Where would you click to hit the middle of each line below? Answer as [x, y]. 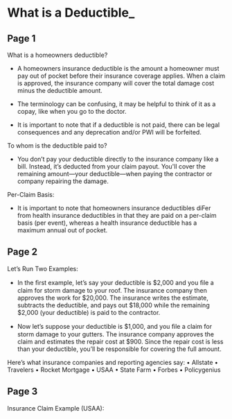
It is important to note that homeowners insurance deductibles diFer [114, 208]
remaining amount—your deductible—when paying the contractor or [115, 174]
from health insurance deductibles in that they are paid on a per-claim [117, 215]
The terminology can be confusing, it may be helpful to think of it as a [116, 104]
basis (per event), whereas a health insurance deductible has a [107, 223]
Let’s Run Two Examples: [43, 268]
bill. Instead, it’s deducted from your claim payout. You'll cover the [111, 166]
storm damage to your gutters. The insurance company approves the [116, 334]
